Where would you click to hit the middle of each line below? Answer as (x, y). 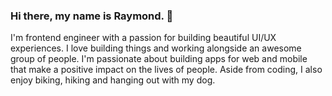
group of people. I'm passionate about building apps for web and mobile (159, 59)
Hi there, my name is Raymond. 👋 (92, 16)
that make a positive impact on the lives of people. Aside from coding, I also (166, 70)
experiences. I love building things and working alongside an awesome (156, 48)
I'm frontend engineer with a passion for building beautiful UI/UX (143, 38)
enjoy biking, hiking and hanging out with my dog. (113, 80)
